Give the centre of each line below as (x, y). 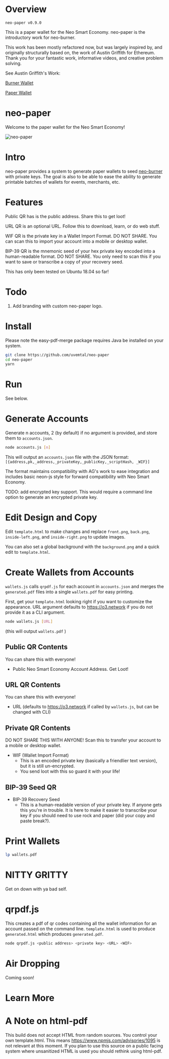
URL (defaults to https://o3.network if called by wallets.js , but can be (86, 707)
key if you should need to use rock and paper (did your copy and (87, 815)
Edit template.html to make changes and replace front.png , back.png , (78, 532)
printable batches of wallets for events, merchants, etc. (63, 182)
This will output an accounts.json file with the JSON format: (67, 457)
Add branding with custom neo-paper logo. (58, 306)
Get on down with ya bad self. (36, 889)
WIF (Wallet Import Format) (41, 755)
